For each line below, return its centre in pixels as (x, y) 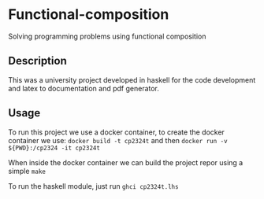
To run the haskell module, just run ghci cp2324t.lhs (93, 186)
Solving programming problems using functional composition (107, 36)
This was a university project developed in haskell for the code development (132, 79)
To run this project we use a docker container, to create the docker (116, 132)
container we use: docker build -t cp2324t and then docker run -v (118, 140)
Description (37, 61)
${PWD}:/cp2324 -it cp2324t (54, 148)
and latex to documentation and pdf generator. (84, 88)
